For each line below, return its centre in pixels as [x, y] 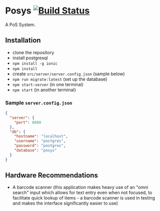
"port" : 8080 [28, 122]
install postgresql [30, 58]
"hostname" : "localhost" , [41, 136]
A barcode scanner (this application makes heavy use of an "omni [80, 187]
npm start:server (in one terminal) [48, 84]
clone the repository [33, 52]
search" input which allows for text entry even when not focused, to [82, 192]
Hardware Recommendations [52, 175]
